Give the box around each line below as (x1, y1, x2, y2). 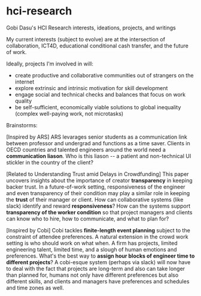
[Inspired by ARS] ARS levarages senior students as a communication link (6, 133, 187, 140)
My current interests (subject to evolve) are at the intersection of (6, 35, 166, 43)
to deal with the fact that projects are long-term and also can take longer (6, 265, 185, 272)
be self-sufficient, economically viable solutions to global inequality (14, 103, 181, 110)
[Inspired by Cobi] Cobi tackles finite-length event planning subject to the (6, 226, 190, 234)
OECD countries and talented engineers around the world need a (6, 146, 166, 153)
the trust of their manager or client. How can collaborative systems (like (6, 196, 184, 203)
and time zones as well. (6, 284, 65, 291)
